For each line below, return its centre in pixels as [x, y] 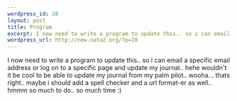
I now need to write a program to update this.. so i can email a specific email [119, 60]
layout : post [27, 20]
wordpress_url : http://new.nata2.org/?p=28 [73, 40]
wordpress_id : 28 [33, 14]
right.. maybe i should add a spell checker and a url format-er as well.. [110, 83]
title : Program [30, 27]
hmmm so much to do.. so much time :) [65, 90]
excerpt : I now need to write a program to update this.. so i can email [119, 34]
